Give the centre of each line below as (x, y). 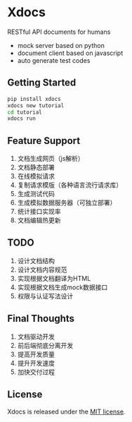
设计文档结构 (36, 260)
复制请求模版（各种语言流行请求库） (70, 185)
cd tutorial (25, 112)
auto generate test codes (54, 60)
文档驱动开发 (36, 337)
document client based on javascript (70, 53)
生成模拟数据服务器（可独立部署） (67, 203)
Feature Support (44, 141)
